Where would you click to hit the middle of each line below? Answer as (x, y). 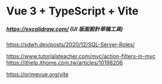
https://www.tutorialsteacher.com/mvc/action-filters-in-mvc (81, 56)
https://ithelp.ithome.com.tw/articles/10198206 (64, 63)
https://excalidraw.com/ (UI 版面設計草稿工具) (65, 29)
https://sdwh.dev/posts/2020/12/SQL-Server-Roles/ (70, 45)
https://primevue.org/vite (37, 74)
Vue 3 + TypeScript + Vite (73, 11)
